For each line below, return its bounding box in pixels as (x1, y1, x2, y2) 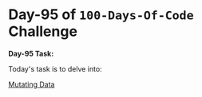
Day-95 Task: (8, 48, 54, 58)
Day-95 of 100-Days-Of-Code (8, 6, 194, 24)
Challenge (8, 22, 78, 41)
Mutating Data (8, 80, 55, 89)
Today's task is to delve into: (8, 64, 102, 73)
